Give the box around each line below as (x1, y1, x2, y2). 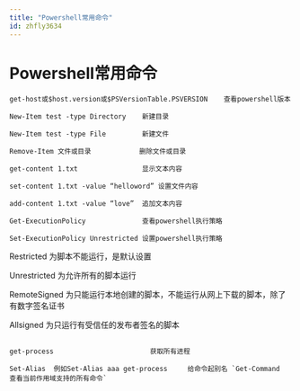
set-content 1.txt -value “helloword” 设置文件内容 (9, 182, 199, 191)
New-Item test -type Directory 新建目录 (9, 112, 169, 121)
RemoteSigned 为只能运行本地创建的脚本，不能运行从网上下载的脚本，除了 (9, 289, 287, 300)
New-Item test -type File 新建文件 (9, 129, 169, 139)
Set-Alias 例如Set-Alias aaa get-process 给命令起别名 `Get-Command (9, 365, 280, 374)
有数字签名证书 (9, 300, 65, 311)
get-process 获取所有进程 (9, 347, 190, 356)
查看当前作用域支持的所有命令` (9, 374, 108, 383)
